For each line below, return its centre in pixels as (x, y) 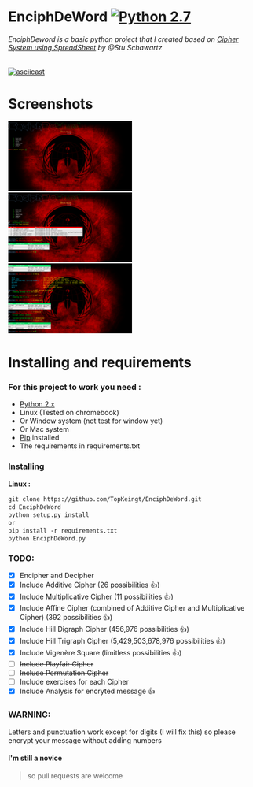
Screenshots (51, 104)
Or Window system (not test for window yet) (91, 421)
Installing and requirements (100, 363)
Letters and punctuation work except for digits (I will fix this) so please (122, 732)
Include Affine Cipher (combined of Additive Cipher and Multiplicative (132, 607)
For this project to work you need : (75, 387)
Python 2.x (37, 404)
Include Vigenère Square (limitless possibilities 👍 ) (101, 653)
